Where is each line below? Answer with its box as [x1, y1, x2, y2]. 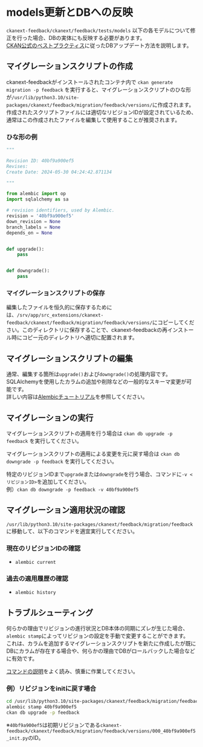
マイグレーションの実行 [6, 412, 94, 423]
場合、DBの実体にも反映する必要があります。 [32, 34, 146, 41]
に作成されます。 [152, 101, 195, 108]
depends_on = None [6, 230, 53, 236]
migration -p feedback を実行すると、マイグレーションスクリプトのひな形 [6, 86, 192, 93]
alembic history [14, 590, 56, 596]
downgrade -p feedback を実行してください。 [6, 458, 118, 465]
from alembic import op [6, 191, 66, 197]
